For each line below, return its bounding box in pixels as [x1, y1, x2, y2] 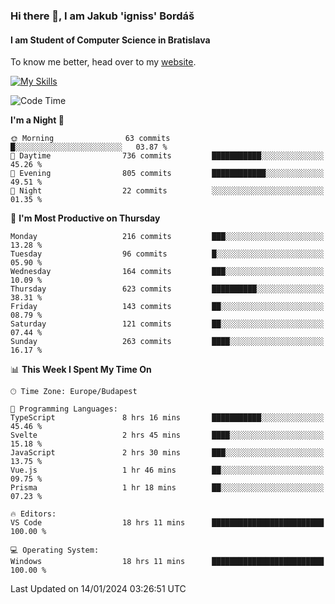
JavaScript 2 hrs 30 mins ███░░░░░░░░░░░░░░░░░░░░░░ [10, 448, 325, 458]
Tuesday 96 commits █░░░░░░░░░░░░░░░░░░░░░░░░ [10, 249, 325, 259]
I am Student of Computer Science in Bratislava [10, 34, 211, 46]
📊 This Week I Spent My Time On [10, 364, 152, 376]
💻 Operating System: [10, 545, 100, 556]
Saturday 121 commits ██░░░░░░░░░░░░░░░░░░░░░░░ [10, 319, 325, 329]
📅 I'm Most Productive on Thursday [10, 212, 161, 224]
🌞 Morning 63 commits [10, 134, 171, 144]
